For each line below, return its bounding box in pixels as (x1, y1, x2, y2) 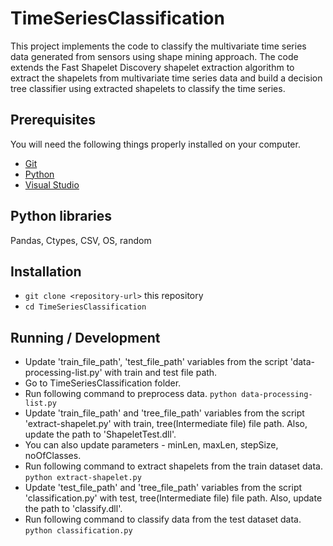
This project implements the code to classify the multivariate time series (10, 40, 307, 52)
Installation (10, 263, 82, 280)
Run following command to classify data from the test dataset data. (24, 513, 302, 526)
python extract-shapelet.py (24, 473, 142, 483)
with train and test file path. (104, 367, 218, 379)
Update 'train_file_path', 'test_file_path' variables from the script (24, 356, 288, 368)
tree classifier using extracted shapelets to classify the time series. (10, 82, 286, 94)
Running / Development (10, 329, 161, 346)
